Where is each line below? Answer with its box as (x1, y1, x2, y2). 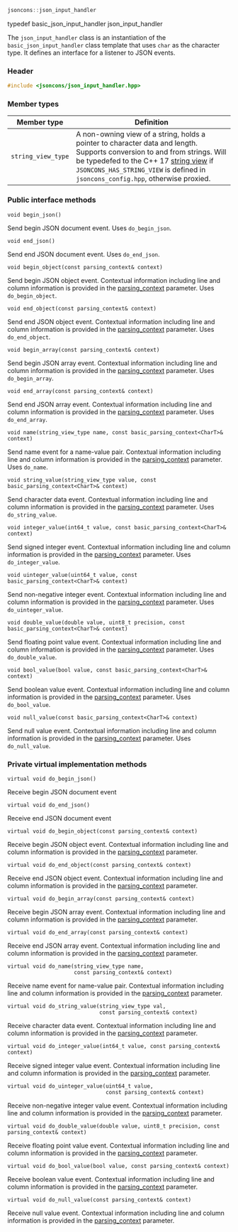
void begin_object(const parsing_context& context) (7, 264, 163, 271)
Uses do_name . (7, 463, 48, 471)
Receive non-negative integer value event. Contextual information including (7, 1101, 228, 1110)
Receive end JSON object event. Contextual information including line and (7, 874, 223, 882)
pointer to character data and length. (75, 139, 198, 148)
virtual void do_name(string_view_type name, (7, 963, 144, 970)
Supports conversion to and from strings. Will (75, 147, 227, 157)
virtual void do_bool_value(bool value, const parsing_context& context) (7, 1162, 230, 1169)
